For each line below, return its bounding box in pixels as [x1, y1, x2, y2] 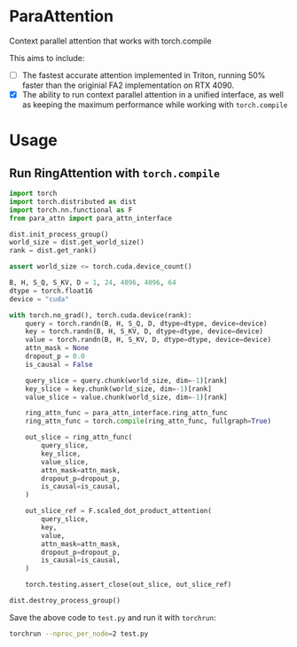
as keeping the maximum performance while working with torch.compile [21, 99, 288, 110]
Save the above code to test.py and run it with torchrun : [9, 612, 216, 622]
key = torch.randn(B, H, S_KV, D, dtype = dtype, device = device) [25, 327, 264, 336]
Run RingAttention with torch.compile [9, 166, 220, 181]
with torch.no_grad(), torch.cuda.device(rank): [9, 310, 192, 320]
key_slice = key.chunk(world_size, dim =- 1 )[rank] [25, 384, 213, 394]
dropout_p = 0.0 [25, 352, 86, 361]
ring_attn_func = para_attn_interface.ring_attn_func [25, 409, 228, 417]
